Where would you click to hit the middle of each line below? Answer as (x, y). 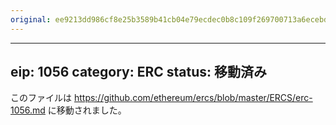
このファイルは (41, 98)
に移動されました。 (87, 110)
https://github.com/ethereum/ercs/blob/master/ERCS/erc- (193, 98)
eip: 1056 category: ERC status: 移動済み (139, 72)
